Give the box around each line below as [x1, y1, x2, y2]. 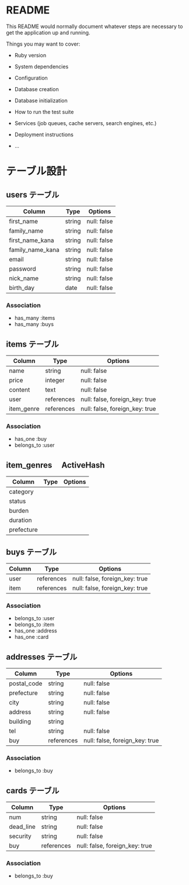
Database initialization [14, 97, 68, 104]
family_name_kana [9, 246, 60, 254]
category [9, 488, 34, 496]
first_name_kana [9, 236, 54, 244]
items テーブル [6, 339, 60, 349]
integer [45, 376, 65, 385]
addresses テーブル [6, 652, 78, 662]
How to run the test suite [14, 108, 74, 115]
